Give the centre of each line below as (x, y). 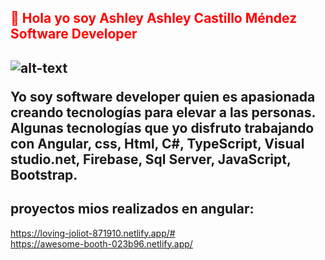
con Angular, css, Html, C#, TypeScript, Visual (157, 143)
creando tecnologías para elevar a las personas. (163, 112)
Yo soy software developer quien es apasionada (163, 96)
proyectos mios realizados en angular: (132, 209)
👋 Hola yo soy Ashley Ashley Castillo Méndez (154, 18)
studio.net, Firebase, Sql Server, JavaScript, (151, 159)
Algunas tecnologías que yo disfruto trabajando (162, 127)
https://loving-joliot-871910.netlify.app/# (93, 233)
